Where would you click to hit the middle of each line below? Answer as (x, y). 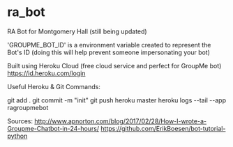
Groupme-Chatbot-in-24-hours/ (53, 128)
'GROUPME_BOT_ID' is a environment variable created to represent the (109, 45)
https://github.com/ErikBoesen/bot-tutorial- (163, 128)
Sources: (20, 121)
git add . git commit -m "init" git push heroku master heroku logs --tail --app (117, 100)
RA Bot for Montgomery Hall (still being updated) (77, 31)
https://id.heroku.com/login (46, 73)
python (17, 136)
